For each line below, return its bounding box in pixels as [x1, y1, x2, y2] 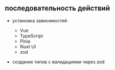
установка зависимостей [12, 17, 67, 23]
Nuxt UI [19, 43, 36, 50]
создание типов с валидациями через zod [12, 58, 105, 65]
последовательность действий [5, 4, 110, 13]
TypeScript [19, 32, 43, 39]
